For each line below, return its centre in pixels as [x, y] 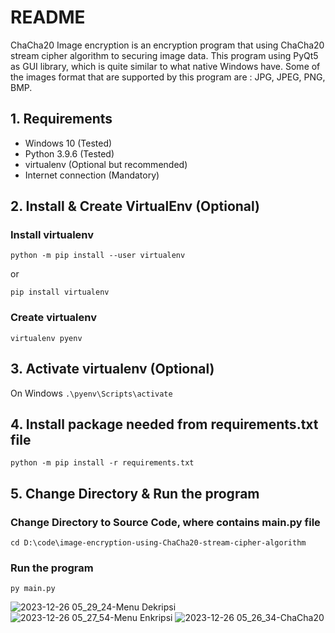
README [48, 17]
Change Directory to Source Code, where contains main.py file [165, 522]
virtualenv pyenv [46, 338]
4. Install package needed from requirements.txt [164, 424]
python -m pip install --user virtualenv [98, 256]
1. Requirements [61, 119]
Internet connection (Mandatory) [92, 175]
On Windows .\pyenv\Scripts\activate [91, 393]
